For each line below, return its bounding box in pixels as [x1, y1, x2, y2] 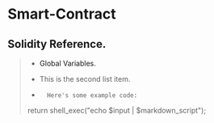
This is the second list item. [39, 74, 131, 83]
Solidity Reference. [7, 37, 107, 51]
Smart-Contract [7, 5, 116, 23]
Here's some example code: [46, 91, 138, 100]
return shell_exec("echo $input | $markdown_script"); [27, 106, 207, 115]
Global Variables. [39, 58, 96, 68]
